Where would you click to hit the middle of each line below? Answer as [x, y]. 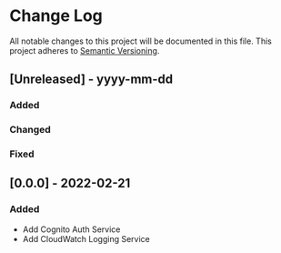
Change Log [56, 16]
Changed [30, 130]
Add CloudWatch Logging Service [86, 238]
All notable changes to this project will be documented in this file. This [141, 41]
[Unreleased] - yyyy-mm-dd [91, 80]
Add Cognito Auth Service [71, 229]
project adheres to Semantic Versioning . [85, 50]
